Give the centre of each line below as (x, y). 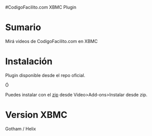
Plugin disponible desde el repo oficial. (45, 75)
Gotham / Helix (21, 128)
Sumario (23, 27)
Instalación (29, 61)
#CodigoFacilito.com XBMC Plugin (41, 7)
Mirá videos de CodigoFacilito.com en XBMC (51, 41)
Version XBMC (36, 115)
